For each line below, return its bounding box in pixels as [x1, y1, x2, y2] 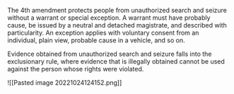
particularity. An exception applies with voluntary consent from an [7, 28, 199, 37]
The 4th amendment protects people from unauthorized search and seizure [7, 6, 228, 14]
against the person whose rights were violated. [7, 65, 144, 73]
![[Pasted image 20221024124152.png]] [7, 78, 122, 87]
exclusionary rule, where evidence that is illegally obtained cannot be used [7, 57, 225, 66]
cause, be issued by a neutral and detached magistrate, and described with [7, 21, 228, 29]
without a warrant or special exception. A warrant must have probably [7, 13, 211, 22]
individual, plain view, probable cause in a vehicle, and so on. [7, 36, 185, 45]
